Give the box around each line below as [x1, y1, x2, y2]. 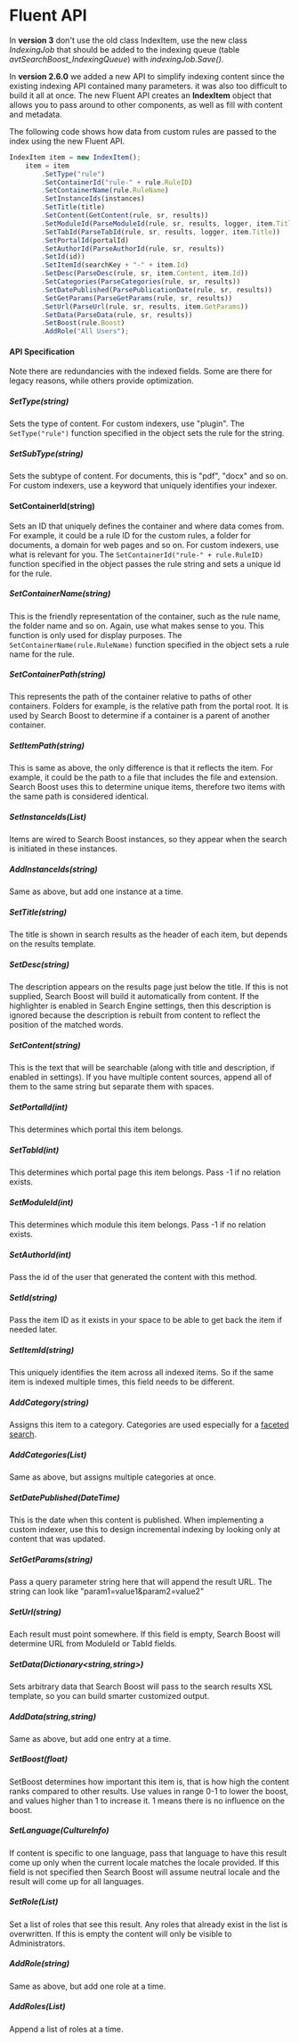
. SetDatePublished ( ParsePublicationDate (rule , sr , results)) [41, 285, 273, 294]
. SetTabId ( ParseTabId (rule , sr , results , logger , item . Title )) [41, 227, 280, 236]
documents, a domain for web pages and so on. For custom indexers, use [9, 539, 279, 550]
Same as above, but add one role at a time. [9, 1981, 166, 1991]
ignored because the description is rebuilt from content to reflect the [9, 1010, 261, 1021]
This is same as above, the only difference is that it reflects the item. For [9, 763, 273, 774]
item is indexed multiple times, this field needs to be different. [9, 1376, 235, 1387]
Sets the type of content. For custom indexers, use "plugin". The [9, 418, 245, 429]
